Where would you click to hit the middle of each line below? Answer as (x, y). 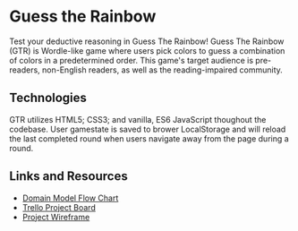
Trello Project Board (59, 207)
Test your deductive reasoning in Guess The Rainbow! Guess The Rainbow (147, 41)
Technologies (48, 98)
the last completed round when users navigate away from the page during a (149, 138)
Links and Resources (68, 176)
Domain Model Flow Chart (70, 198)
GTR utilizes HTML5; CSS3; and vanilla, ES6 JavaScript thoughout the (138, 119)
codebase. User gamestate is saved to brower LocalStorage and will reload (148, 129)
